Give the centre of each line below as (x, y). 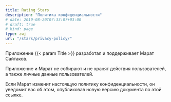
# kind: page (19, 29)
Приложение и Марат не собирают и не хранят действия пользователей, (86, 68)
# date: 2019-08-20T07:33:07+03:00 (43, 19)
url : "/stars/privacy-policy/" (39, 39)
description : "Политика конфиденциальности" (54, 15)
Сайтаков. (16, 58)
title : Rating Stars (27, 10)
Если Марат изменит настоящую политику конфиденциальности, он (80, 84)
